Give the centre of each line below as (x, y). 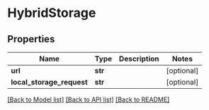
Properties (31, 39)
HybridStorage (52, 13)
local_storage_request (50, 82)
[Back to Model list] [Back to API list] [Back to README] (89, 99)
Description (139, 59)
